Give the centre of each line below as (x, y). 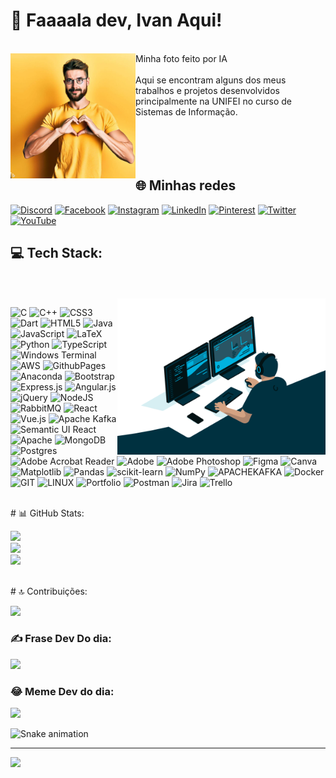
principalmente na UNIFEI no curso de (214, 101)
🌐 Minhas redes (186, 185)
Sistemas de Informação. (186, 111)
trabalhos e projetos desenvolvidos (207, 90)
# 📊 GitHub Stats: (47, 513)
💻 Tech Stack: (56, 253)
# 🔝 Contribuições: (49, 591)
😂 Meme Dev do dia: (62, 691)
